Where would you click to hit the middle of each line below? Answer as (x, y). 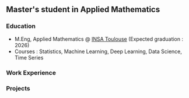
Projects (18, 88)
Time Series (29, 57)
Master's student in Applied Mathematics (83, 10)
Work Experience (31, 72)
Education (21, 26)
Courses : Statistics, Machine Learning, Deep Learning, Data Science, (98, 51)
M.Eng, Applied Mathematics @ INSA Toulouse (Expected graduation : (99, 39)
